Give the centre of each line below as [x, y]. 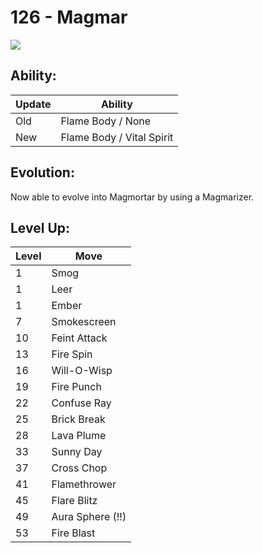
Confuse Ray [81, 403]
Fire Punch [76, 387]
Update [33, 104]
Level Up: [40, 227]
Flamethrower [84, 484]
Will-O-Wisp [82, 371]
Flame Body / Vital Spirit [117, 137]
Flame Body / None [106, 121]
